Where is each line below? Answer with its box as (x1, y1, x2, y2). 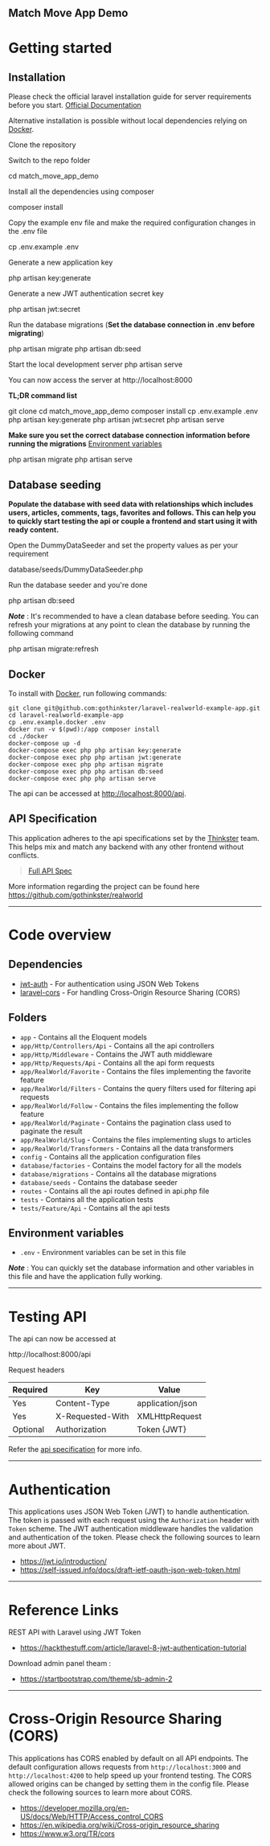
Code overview (8, 926, 112, 944)
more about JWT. (8, 1541, 66, 1551)
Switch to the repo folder (8, 156, 91, 166)
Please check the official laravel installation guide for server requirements (8, 92, 252, 101)
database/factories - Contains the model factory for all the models (19, 1160, 243, 1170)
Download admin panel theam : (8, 1659, 112, 1668)
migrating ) (8, 329, 44, 338)
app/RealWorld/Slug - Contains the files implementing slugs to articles (19, 1134, 252, 1144)
